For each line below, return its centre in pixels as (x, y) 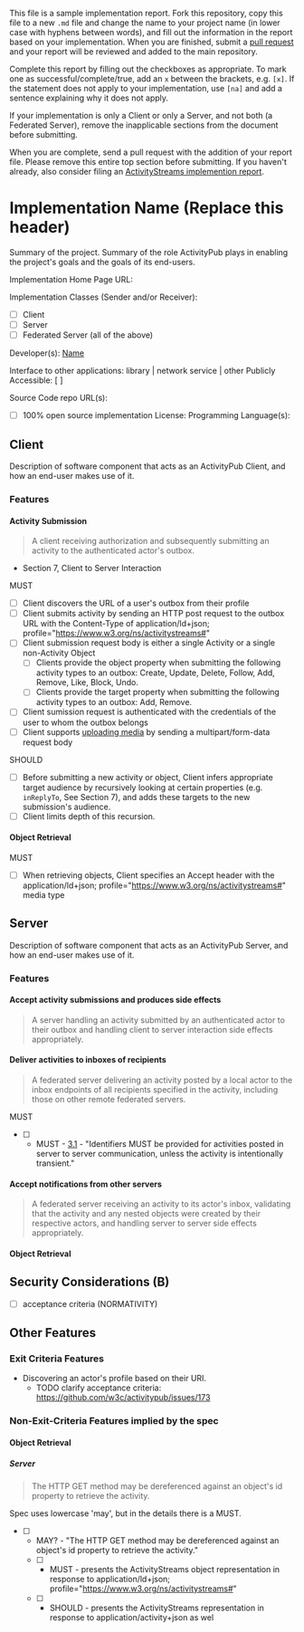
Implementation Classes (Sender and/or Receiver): (104, 297)
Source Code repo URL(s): (59, 398)
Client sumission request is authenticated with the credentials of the (149, 712)
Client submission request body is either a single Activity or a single (149, 643)
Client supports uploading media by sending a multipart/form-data (146, 731)
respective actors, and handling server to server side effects (144, 1223)
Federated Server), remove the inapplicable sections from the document (144, 125)
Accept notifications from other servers (86, 1184)
